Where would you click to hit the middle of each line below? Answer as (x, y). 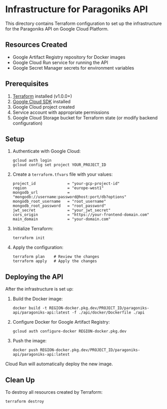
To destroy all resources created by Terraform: (54, 392)
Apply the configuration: (38, 247)
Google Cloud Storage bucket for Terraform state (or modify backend (85, 117)
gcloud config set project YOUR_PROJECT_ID (59, 165)
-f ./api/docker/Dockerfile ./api (108, 313)
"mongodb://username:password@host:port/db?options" (70, 197)
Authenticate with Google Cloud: (47, 151)
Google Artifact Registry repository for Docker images (69, 57)
